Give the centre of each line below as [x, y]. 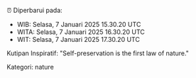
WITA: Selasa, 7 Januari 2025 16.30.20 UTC [81, 32]
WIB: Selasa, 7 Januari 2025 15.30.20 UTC [79, 24]
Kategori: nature [30, 67]
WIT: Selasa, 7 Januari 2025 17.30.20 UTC [78, 39]
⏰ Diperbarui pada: [35, 10]
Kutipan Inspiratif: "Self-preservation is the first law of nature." [98, 53]
